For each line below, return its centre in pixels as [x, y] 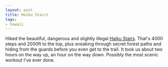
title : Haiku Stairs [27, 15]
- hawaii [14, 24]
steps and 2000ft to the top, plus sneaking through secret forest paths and [83, 44]
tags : [11, 19]
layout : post [19, 10]
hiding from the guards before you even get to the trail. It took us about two [84, 49]
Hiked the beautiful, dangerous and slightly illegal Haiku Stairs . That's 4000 [84, 39]
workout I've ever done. [30, 60]
